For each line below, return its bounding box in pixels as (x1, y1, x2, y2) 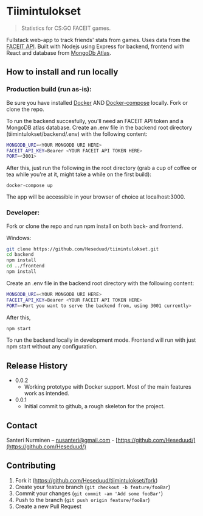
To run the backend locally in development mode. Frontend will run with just (6, 336, 196, 344)
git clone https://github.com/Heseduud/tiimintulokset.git (6, 246, 159, 252)
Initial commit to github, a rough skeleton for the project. (24, 403, 165, 410)
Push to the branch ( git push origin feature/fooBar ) (15, 496, 150, 503)
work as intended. (24, 390, 70, 397)
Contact (6, 420, 38, 431)
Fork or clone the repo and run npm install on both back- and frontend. (6, 222, 184, 230)
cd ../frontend (6, 263, 45, 269)
